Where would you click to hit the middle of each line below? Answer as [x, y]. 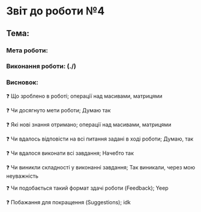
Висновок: [22, 82]
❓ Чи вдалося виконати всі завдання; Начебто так [70, 153]
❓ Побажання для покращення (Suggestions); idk [68, 202]
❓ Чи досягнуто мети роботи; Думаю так [58, 110]
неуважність [22, 176]
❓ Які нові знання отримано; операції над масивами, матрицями [89, 124]
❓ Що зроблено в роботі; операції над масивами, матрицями [84, 96]
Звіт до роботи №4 [55, 11]
